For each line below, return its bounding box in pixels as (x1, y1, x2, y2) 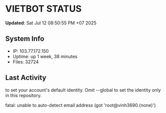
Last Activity (5, 73, 47, 82)
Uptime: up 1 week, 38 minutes (12, 53, 78, 59)
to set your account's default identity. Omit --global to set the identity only (5, 87, 161, 93)
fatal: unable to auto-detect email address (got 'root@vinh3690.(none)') (5, 102, 156, 108)
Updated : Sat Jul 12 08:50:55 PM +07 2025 (5, 20, 97, 26)
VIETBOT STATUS (5, 3, 82, 15)
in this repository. (5, 92, 42, 98)
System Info (5, 34, 45, 43)
